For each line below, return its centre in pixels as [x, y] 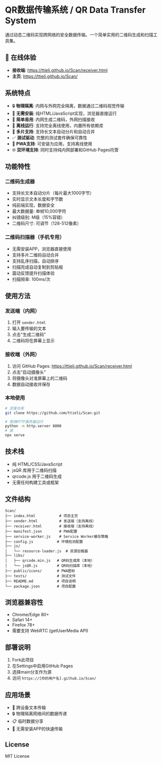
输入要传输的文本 [29, 329]
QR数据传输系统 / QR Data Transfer [75, 10]
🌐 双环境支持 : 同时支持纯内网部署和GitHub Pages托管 [65, 150]
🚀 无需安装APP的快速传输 [37, 729]
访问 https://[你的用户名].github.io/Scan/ [54, 678]
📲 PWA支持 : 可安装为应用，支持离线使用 [52, 143]
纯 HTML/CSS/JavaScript [37, 464]
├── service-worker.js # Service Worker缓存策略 [57, 537]
